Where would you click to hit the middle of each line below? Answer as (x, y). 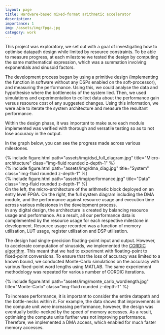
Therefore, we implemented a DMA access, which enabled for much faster (81, 322)
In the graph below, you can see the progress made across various (73, 143)
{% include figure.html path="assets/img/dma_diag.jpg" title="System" (77, 168)
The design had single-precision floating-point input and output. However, (81, 241)
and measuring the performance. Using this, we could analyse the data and (82, 87)
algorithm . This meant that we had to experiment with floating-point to (76, 251)
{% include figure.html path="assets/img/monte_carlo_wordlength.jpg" (77, 281)
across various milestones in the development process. (61, 205)
